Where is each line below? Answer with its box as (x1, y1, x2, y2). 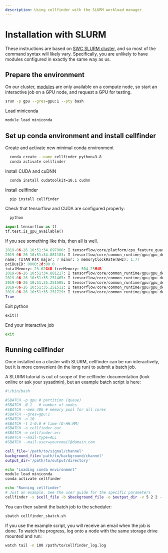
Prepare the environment (5, 71, 85, 79)
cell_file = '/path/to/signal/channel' (5, 448, 84, 453)
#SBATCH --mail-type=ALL (5, 435, 57, 440)
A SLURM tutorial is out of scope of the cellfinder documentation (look (5, 374, 150, 380)
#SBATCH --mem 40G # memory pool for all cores (5, 407, 106, 412)
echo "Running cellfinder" (5, 485, 61, 490)
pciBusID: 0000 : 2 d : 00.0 (5, 261, 55, 267)
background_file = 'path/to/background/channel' (5, 453, 104, 458)
